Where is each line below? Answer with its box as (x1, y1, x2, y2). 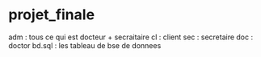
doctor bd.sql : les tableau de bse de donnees (8, 40, 162, 50)
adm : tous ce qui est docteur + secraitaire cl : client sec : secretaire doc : (8, 32, 253, 42)
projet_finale (8, 6, 95, 24)
